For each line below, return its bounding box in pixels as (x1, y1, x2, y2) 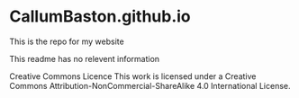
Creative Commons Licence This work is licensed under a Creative (9, 70, 257, 82)
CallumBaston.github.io (9, 6, 191, 27)
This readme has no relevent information (9, 53, 160, 64)
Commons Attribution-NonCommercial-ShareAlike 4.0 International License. (9, 80, 291, 91)
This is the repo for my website (9, 36, 124, 47)
